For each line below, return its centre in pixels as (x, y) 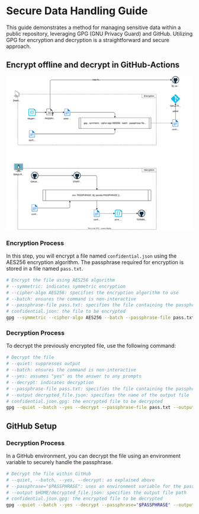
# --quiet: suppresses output (44, 364)
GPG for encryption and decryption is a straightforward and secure (88, 40)
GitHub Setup (32, 426)
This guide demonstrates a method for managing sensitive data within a (94, 27)
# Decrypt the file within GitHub (49, 474)
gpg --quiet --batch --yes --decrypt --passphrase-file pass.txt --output (100, 408)
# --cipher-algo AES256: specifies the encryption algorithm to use (92, 293)
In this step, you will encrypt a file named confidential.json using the (92, 256)
